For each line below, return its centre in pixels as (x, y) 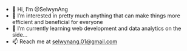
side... (20, 35)
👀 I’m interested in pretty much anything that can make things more (96, 16)
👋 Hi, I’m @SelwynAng (40, 9)
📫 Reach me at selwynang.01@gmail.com (64, 41)
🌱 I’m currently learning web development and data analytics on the (97, 28)
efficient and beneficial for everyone (57, 22)
